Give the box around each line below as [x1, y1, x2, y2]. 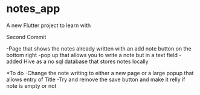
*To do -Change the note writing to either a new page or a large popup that [6, 69, 194, 76]
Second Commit [6, 33, 47, 40]
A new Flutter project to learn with [6, 22, 91, 29]
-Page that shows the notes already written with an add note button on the [6, 44, 192, 52]
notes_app [6, 2, 60, 16]
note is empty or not [6, 82, 57, 89]
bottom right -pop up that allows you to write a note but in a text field [6, 51, 178, 58]
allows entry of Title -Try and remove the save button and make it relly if [6, 76, 185, 83]
